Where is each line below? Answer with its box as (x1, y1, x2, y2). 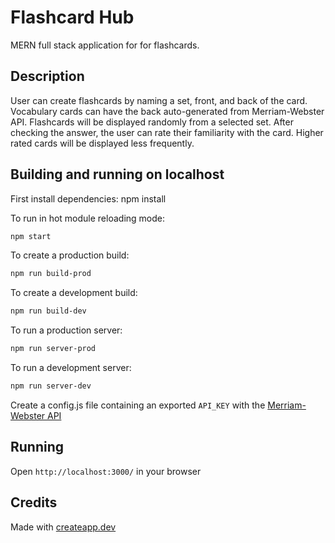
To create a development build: (10, 287, 138, 299)
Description (10, 68, 85, 85)
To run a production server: (10, 324, 123, 336)
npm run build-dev (10, 306, 87, 316)
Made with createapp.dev (10, 521, 117, 533)
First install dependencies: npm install (10, 192, 167, 205)
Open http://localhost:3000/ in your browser (10, 465, 202, 477)
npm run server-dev (10, 381, 92, 391)
